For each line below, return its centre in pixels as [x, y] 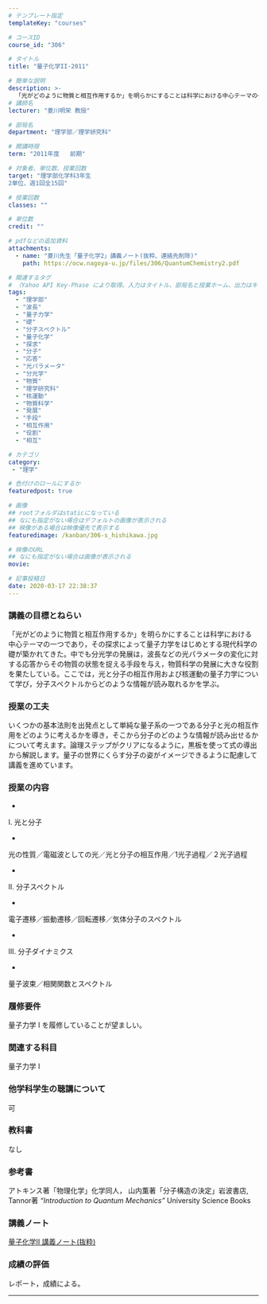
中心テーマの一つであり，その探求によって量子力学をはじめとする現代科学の [133, 644]
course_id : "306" [37, 45]
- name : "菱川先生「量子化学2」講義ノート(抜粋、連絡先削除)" [106, 255]
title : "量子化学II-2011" [49, 67]
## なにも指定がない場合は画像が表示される [70, 557]
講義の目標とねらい [45, 615]
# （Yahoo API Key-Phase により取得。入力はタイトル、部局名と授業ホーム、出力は [130, 285]
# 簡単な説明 [27, 81]
